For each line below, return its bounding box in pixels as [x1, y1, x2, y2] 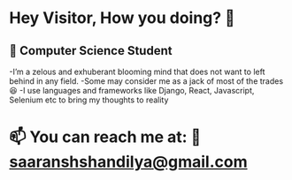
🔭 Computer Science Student [9, 43, 173, 58]
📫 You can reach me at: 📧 [9, 127, 202, 147]
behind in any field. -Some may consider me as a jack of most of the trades [9, 76, 284, 86]
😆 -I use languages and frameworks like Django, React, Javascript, [9, 86, 255, 95]
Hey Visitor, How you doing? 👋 [9, 8, 236, 28]
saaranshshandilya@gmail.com [9, 152, 248, 172]
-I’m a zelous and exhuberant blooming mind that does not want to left [9, 66, 265, 77]
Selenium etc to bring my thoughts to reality [9, 94, 169, 105]
